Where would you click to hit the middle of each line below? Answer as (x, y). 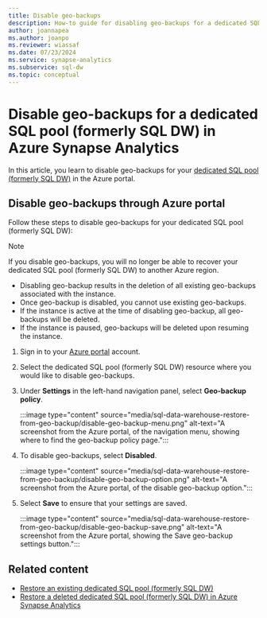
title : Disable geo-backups (55, 16)
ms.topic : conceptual (44, 75)
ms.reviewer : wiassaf (44, 45)
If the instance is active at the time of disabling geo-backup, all (123, 311)
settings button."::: (50, 544)
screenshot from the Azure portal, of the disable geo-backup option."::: (136, 488)
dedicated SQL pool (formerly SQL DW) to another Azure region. (114, 270)
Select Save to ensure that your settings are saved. (103, 503)
